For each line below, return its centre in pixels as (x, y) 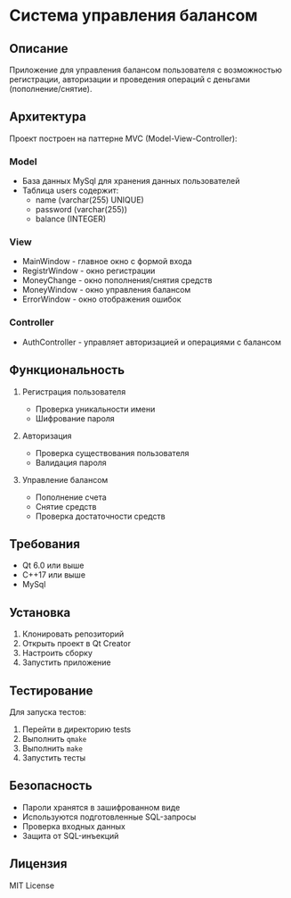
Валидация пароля (71, 462)
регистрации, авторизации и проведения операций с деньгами (130, 79)
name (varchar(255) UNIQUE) (89, 200)
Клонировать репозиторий (73, 634)
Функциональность (67, 370)
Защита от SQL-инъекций (70, 836)
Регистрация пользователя (74, 391)
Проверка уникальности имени (95, 409)
